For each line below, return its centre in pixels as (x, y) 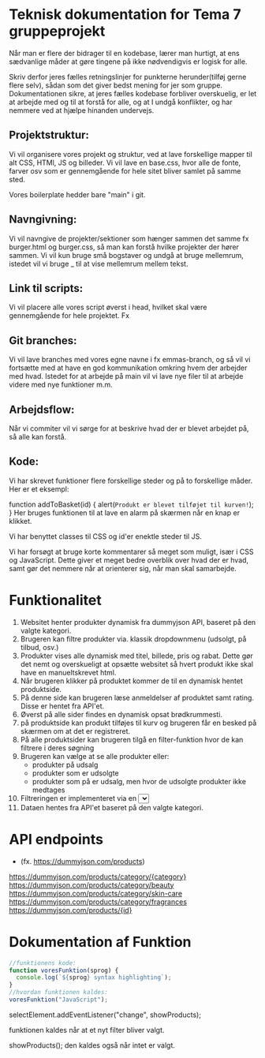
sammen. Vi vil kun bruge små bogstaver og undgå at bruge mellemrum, (126, 255)
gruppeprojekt (57, 31)
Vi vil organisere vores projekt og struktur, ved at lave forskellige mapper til (131, 154)
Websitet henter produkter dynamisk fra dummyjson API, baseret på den (138, 622)
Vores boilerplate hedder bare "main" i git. (77, 194)
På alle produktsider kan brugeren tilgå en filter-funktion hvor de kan (132, 739)
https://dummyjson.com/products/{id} (71, 910)
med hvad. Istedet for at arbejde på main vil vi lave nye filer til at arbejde (126, 376)
